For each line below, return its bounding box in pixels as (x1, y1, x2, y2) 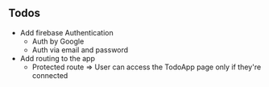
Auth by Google (31, 36, 85, 46)
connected (31, 70, 68, 80)
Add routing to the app (19, 53, 95, 63)
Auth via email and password (31, 44, 129, 55)
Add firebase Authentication (19, 27, 114, 37)
